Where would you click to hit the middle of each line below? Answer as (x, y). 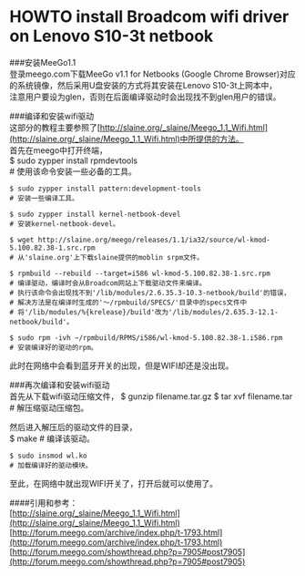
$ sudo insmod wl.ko (49, 456)
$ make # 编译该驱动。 (52, 438)
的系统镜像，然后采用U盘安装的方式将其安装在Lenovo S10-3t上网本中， (143, 85)
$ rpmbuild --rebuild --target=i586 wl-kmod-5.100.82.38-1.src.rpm (140, 273)
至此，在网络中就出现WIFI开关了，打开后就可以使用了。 (114, 483)
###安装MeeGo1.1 (43, 62)
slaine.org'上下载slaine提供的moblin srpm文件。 (116, 257)
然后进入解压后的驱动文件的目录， (73, 427)
